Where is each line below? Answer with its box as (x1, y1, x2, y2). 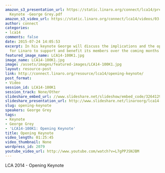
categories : (5, 26, 29, 30)
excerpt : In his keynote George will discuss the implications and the (5, 44, 155, 49)
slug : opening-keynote (5, 103, 52, 108)
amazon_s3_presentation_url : (5, 7, 65, 12)
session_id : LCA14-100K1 (5, 85, 56, 90)
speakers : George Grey (5, 108, 52, 113)
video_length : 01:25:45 (5, 135, 54, 140)
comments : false (5, 35, 38, 40)
